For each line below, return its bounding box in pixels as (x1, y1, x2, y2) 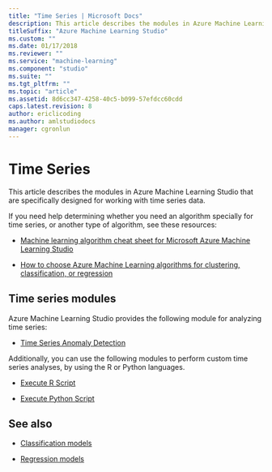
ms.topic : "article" (8, 87, 79, 96)
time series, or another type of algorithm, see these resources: (8, 220, 217, 230)
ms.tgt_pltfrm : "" (8, 79, 70, 88)
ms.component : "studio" (8, 65, 89, 73)
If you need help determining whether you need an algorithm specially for (8, 211, 253, 221)
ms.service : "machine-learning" (8, 58, 117, 66)
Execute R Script (19, 378, 76, 388)
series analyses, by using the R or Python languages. (8, 362, 185, 371)
